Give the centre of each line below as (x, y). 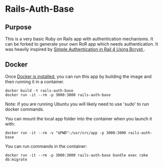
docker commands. (25, 109)
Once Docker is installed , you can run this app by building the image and (79, 76)
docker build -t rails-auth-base (39, 91)
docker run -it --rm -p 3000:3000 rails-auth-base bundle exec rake (77, 155)
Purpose (18, 27)
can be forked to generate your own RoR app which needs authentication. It (81, 44)
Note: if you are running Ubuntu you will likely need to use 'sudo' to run (77, 104)
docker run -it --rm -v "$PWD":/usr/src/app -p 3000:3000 (66, 133)
